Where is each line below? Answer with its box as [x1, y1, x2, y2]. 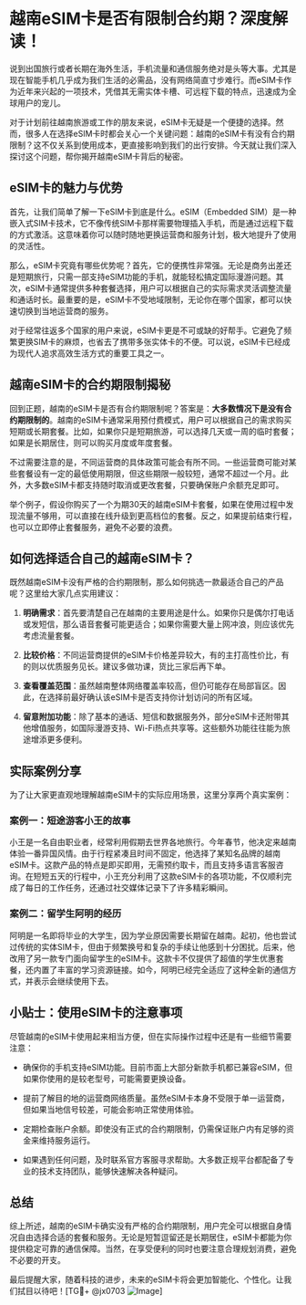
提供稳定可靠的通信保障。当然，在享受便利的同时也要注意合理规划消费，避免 [9, 1243, 297, 1255]
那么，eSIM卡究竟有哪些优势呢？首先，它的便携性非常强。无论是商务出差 [9, 259, 284, 270]
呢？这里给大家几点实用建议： [9, 588, 121, 599]
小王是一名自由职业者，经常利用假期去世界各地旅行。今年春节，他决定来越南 [9, 837, 297, 848]
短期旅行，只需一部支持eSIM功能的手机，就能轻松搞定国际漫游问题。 [16, 271, 276, 282]
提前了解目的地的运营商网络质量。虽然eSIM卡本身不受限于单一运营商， [22, 1092, 290, 1103]
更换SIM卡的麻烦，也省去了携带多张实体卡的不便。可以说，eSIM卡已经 [16, 336, 282, 347]
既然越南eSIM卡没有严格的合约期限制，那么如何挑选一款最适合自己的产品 [9, 577, 284, 588]
